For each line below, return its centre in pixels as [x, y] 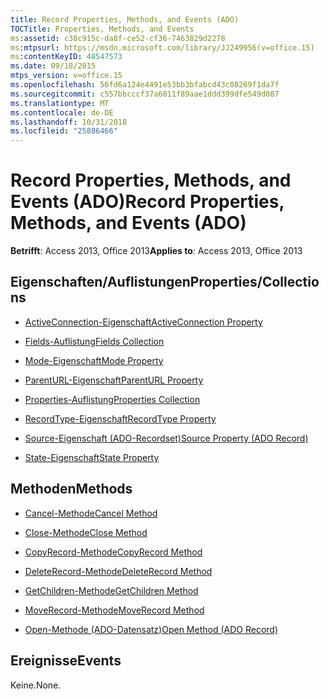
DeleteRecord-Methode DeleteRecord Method [118, 571]
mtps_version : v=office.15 [66, 76]
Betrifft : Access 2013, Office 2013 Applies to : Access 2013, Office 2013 [156, 251]
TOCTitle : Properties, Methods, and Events [102, 29]
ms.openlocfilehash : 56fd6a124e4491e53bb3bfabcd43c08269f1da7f [145, 85]
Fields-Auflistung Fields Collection [94, 341]
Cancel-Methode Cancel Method [91, 513]
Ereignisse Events [66, 661]
